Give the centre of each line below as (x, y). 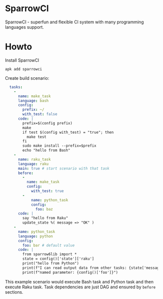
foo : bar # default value (49, 245)
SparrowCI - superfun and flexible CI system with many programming (74, 22)
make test (37, 137)
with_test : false (40, 114)
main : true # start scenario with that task (64, 168)
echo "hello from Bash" (46, 150)
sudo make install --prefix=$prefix (59, 146)
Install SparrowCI (22, 60)
